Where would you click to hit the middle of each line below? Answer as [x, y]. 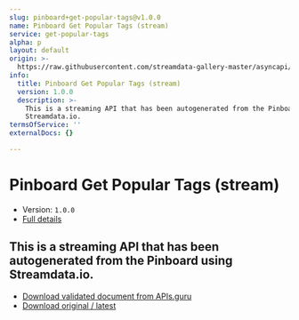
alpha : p [25, 42]
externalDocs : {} [41, 133]
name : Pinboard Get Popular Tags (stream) [89, 26]
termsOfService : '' [45, 125]
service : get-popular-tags [59, 34]
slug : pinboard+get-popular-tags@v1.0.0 [85, 17]
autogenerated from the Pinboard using [121, 261]
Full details [42, 219]
